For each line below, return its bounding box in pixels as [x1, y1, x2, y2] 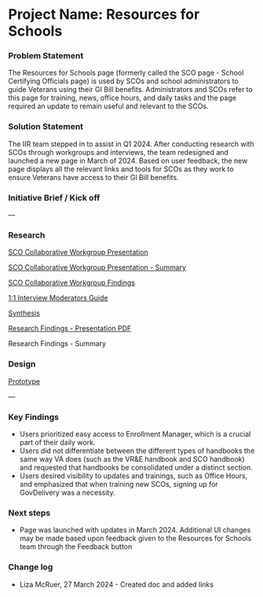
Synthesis [8, 308, 41, 318]
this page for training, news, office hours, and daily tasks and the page [8, 93, 237, 103]
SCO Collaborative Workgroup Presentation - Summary [8, 263, 187, 272]
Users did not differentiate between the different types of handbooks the [19, 446, 255, 455]
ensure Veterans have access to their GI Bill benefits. [8, 172, 179, 182]
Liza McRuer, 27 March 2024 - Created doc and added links [19, 580, 214, 589]
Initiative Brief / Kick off [8, 192, 100, 203]
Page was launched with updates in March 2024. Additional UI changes [19, 525, 251, 535]
